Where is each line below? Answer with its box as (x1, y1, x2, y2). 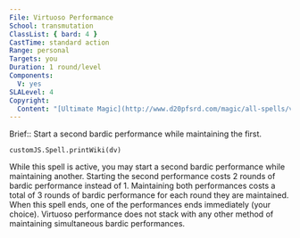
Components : (9, 71, 54, 80)
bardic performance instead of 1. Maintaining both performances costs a (9, 180, 276, 192)
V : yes (17, 79, 42, 88)
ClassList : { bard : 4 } (9, 29, 98, 38)
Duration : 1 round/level (9, 63, 102, 72)
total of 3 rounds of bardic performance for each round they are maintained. (9, 190, 289, 201)
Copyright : (9, 95, 50, 105)
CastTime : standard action (9, 37, 110, 47)
